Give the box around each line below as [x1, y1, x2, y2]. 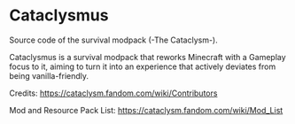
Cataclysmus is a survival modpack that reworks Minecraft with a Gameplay [9, 51, 286, 62]
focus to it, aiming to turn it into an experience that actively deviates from [9, 61, 276, 72]
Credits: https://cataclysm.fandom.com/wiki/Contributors [9, 88, 218, 98]
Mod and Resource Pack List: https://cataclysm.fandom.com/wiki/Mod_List [9, 105, 283, 115]
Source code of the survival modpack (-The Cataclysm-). [9, 35, 219, 45]
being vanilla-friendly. [9, 70, 89, 81]
